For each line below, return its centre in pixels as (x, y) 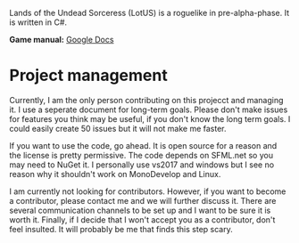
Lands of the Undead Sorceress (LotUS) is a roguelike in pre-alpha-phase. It (149, 13)
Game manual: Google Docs (62, 40)
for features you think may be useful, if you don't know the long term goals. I (150, 118)
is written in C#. (38, 22)
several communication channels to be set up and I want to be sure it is (140, 210)
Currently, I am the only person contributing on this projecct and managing (146, 100)
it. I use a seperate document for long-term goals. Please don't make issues (149, 109)
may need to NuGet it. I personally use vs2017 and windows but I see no (142, 165)
